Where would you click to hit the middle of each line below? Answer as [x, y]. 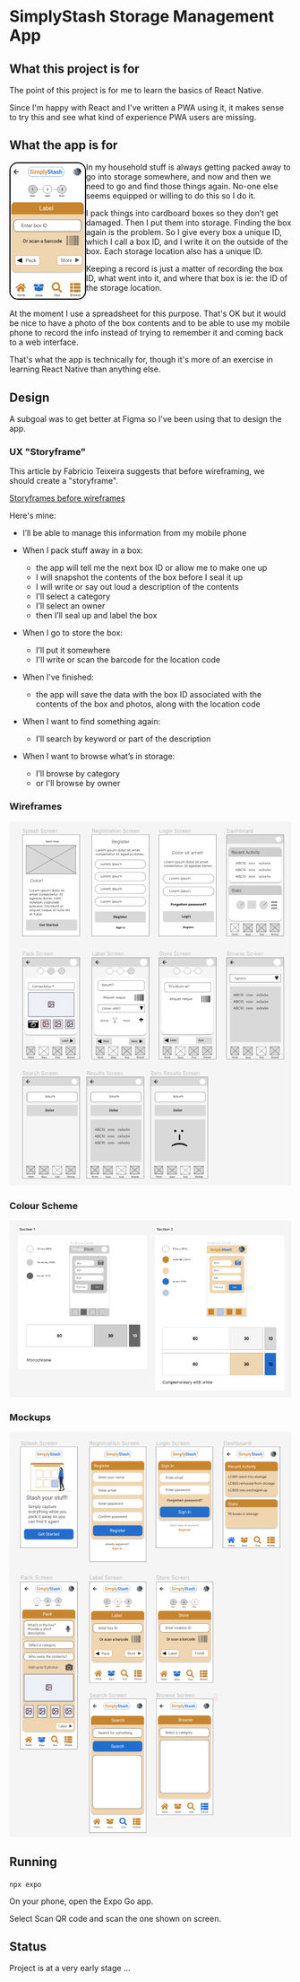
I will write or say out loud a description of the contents [137, 587]
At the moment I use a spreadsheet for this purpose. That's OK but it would [148, 314]
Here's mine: [33, 516]
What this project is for [75, 69]
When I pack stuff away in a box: [82, 550]
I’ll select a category [73, 596]
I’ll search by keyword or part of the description [123, 739]
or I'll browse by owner [78, 784]
